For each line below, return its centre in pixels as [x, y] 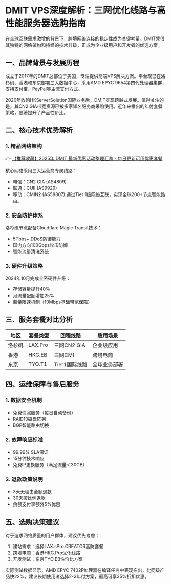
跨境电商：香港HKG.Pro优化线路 [46, 553]
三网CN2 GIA [70, 345]
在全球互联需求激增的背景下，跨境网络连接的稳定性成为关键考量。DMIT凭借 [85, 38]
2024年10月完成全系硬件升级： [38, 278]
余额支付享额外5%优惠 [36, 504]
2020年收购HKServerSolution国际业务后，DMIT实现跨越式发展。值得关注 [82, 100]
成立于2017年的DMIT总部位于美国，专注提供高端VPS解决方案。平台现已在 [83, 76]
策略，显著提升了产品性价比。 [37, 112]
